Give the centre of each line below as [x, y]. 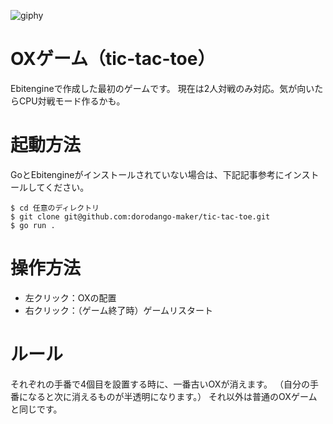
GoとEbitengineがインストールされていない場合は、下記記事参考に [147, 174]
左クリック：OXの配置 [70, 297]
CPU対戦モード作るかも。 [72, 101]
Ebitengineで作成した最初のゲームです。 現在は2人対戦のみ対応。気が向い [162, 88]
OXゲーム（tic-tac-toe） [113, 59]
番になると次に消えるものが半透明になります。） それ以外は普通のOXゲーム [164, 396]
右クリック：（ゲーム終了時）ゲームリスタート [118, 310]
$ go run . [33, 225]
